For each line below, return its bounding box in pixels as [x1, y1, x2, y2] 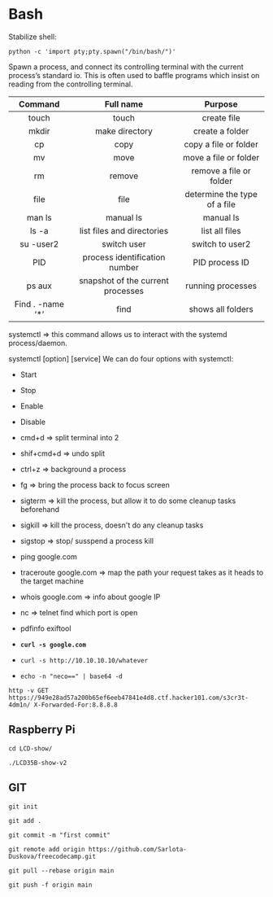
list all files [201, 225, 241, 236]
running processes [185, 280, 258, 291]
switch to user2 [191, 238, 251, 249]
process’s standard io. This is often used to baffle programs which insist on [8, 70, 260, 80]
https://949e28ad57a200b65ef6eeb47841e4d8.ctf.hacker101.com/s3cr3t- [8, 694, 249, 702]
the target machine [19, 575, 84, 586]
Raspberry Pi [8, 723, 76, 737]
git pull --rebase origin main [8, 866, 115, 875]
